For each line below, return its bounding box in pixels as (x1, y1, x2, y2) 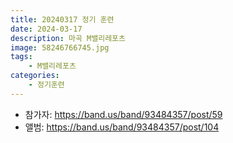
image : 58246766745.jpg (10, 42, 110, 53)
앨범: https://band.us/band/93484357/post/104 (24, 121, 220, 133)
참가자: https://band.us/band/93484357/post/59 (24, 108, 223, 120)
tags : (10, 52, 33, 62)
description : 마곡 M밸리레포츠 (10, 33, 126, 43)
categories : (10, 71, 60, 81)
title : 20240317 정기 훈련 (10, 14, 115, 25)
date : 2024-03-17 (10, 24, 83, 34)
